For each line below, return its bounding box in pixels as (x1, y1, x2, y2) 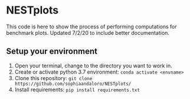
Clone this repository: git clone (14, 74, 93, 81)
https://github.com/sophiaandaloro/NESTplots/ (14, 81, 132, 87)
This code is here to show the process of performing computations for (6, 23, 177, 30)
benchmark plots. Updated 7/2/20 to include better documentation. (6, 29, 170, 36)
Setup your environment (6, 47, 97, 57)
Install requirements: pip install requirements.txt (14, 86, 140, 93)
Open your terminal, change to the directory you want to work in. (14, 62, 172, 69)
